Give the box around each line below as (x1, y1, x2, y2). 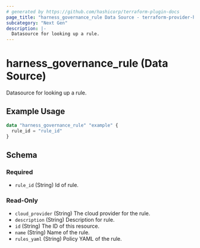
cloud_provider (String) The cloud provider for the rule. (14, 210, 151, 217)
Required (6, 168, 33, 176)
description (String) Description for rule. (14, 216, 115, 223)
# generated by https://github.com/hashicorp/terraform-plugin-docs (6, 8, 180, 15)
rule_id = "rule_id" (11, 128, 62, 134)
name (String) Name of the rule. (14, 229, 90, 236)
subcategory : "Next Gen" (6, 20, 68, 26)
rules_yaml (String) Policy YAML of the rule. (14, 235, 122, 243)
